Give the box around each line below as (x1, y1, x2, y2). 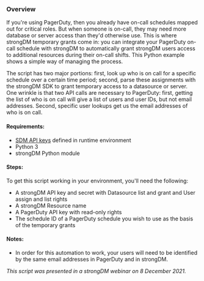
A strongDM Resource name (15, 201, 87, 209)
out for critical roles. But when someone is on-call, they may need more (6, 25, 186, 32)
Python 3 (15, 143, 38, 150)
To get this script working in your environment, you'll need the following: (6, 177, 188, 184)
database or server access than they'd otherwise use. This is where (6, 32, 177, 39)
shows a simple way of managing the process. (6, 58, 123, 66)
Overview (6, 5, 36, 13)
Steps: (6, 163, 23, 171)
